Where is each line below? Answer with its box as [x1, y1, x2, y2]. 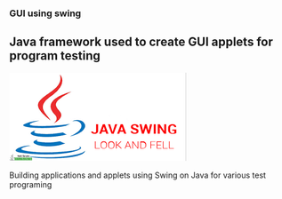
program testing [9, 48, 101, 64]
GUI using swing [9, 7, 82, 20]
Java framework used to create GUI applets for [9, 35, 273, 50]
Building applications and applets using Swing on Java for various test [9, 170, 267, 180]
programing [9, 179, 52, 189]
